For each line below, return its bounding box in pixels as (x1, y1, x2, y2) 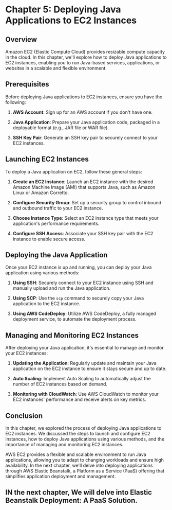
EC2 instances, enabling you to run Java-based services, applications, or (5, 60, 160, 65)
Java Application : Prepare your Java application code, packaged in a (12, 119, 160, 125)
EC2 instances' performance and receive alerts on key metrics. (12, 396, 146, 402)
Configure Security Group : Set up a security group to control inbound (12, 199, 162, 205)
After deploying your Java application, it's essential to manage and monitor (5, 345, 164, 351)
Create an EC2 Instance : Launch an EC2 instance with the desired (12, 179, 154, 185)
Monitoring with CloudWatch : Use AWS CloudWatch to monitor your (12, 391, 159, 397)
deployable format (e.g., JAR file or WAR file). (12, 125, 109, 131)
